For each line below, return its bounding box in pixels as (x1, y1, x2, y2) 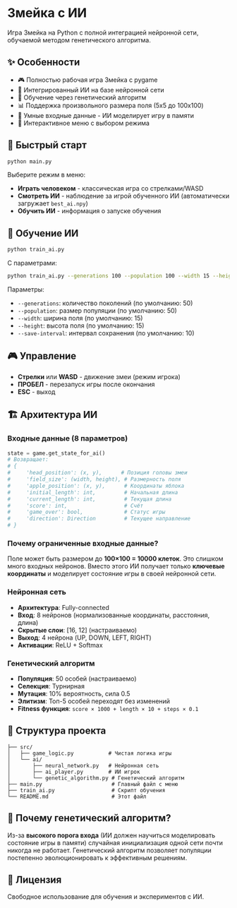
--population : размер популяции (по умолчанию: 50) (17, 306, 178, 315)
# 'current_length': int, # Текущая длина (7, 496, 172, 503)
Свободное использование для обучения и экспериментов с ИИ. (7, 892, 205, 901)
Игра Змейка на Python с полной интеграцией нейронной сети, (7, 28, 199, 37)
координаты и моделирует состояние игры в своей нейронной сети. (7, 570, 217, 578)
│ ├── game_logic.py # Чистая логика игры (7, 750, 172, 757)
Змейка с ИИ (7, 5, 87, 21)
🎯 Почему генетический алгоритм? (7, 812, 171, 824)
